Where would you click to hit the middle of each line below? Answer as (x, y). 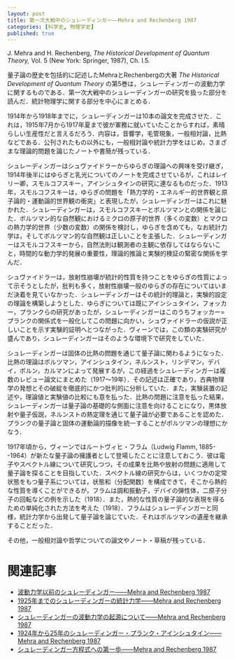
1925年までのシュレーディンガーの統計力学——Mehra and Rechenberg (119, 601)
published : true (31, 33)
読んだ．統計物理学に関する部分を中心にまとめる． (81, 101)
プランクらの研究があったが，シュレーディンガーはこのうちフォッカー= (122, 312)
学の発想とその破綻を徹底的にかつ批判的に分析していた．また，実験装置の (114, 388)
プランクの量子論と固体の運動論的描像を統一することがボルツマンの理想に (114, 423)
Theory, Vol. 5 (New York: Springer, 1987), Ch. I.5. (79, 61)
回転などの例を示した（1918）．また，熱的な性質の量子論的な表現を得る (122, 499)
